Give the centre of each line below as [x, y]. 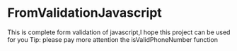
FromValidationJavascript [85, 13]
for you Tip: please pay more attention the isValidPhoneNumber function [112, 39]
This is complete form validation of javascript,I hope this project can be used [119, 32]
